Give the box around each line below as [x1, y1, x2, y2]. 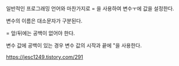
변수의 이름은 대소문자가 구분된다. [6, 17, 83, 24]
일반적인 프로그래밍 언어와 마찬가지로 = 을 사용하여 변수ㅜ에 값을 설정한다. [6, 5, 174, 12]
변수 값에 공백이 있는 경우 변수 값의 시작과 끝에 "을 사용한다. [6, 42, 142, 49]
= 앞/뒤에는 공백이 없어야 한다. [6, 30, 75, 36]
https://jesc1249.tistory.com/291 [6, 54, 83, 60]
